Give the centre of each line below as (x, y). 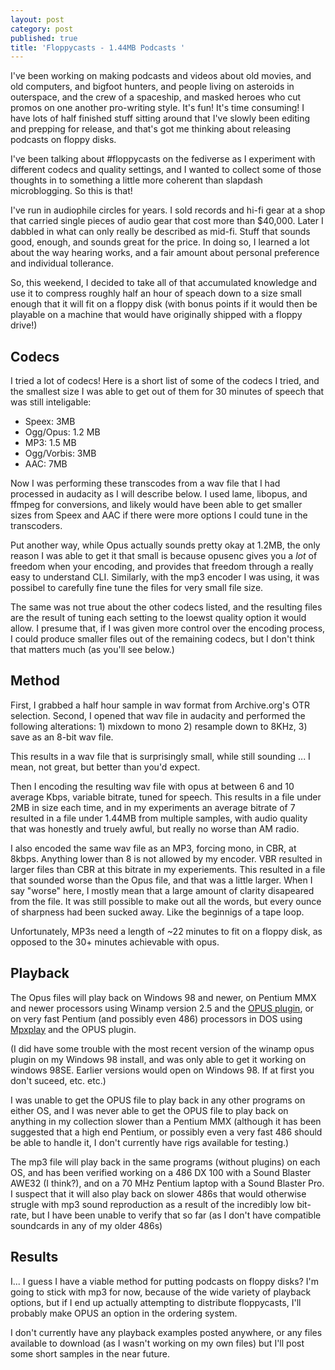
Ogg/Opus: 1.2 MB (62, 432)
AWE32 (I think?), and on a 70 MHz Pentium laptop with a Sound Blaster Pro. (167, 1183)
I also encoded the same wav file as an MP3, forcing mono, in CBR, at (153, 848)
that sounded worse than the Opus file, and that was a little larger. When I (161, 880)
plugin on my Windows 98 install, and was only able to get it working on (158, 1059)
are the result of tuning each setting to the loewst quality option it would (158, 618)
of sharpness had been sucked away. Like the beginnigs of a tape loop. (157, 912)
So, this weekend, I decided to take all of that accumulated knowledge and (164, 283)
